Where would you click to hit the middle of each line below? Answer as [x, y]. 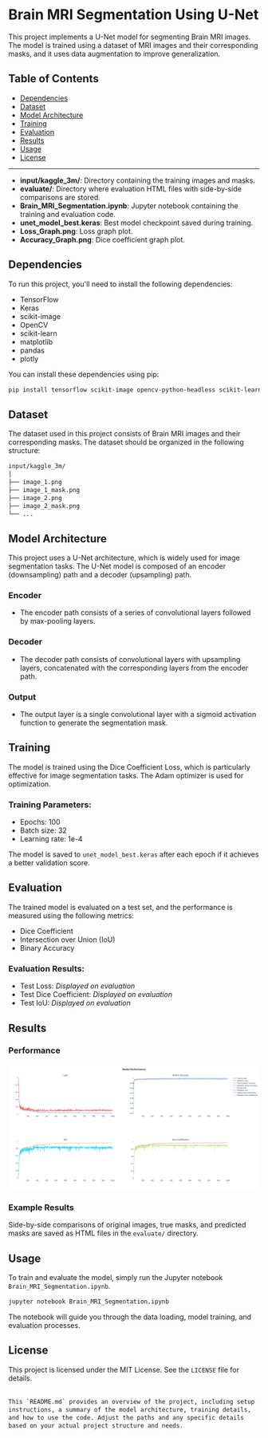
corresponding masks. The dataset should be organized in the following [126, 442]
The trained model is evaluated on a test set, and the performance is [120, 907]
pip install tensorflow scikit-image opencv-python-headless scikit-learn [135, 390]
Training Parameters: [50, 805]
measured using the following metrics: [71, 916]
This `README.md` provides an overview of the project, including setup [132, 1401]
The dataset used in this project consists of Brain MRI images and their [124, 434]
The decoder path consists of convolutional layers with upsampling [130, 659]
